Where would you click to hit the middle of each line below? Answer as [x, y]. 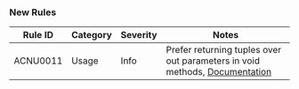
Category [92, 35]
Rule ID [38, 35]
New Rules [33, 12]
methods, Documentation [219, 72]
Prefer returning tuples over [224, 50]
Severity [139, 35]
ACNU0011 [38, 61]
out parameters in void [213, 61]
